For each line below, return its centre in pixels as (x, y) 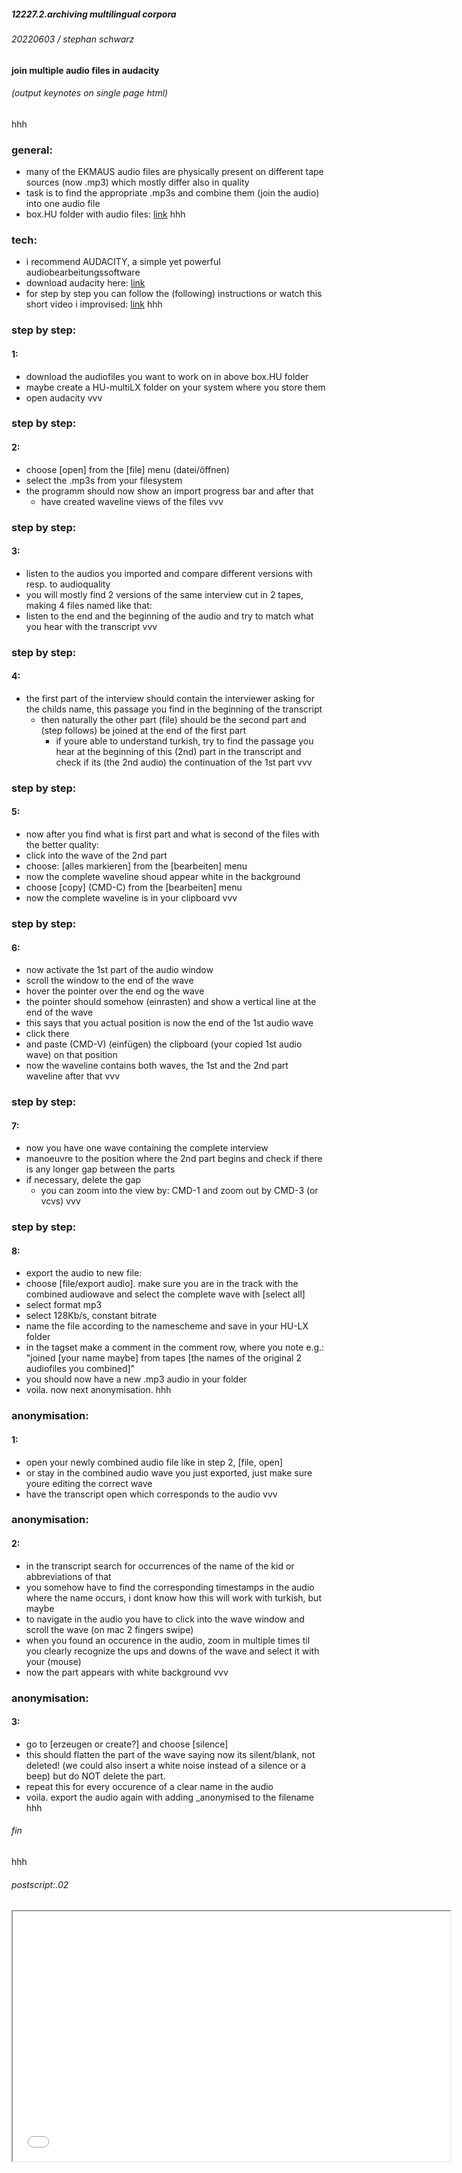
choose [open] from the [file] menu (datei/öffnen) (127, 469)
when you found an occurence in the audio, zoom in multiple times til (168, 1640)
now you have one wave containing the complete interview (147, 1148)
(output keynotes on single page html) (90, 93)
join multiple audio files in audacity (85, 70)
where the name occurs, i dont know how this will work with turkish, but (173, 1597)
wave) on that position (71, 1055)
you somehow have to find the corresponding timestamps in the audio (170, 1587)
